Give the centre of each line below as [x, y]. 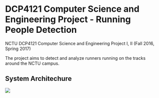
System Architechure [39, 79]
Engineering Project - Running [68, 19]
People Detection [41, 30]
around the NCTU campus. [32, 63]
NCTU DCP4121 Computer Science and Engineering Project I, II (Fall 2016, [80, 43]
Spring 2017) [18, 49]
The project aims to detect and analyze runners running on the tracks [76, 58]
